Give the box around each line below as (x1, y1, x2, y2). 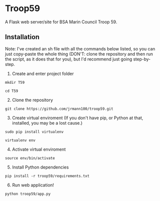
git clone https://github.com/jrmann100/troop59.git (5, 106, 114, 111)
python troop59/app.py (5, 191, 51, 196)
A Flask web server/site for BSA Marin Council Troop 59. (5, 19, 117, 25)
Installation (5, 33, 40, 41)
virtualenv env (5, 138, 36, 143)
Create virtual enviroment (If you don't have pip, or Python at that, (12, 115, 144, 121)
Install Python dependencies (12, 164, 69, 170)
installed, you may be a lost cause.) (12, 120, 83, 126)
